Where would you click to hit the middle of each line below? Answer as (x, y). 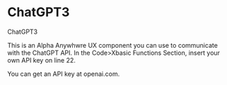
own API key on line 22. (42, 60)
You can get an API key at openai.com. (64, 74)
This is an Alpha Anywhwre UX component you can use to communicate (112, 45)
